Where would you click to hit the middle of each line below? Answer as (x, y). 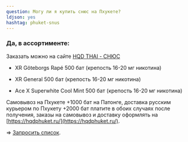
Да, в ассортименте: (38, 43)
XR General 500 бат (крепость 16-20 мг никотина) (78, 79)
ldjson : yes (21, 17)
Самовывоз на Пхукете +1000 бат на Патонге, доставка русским (89, 102)
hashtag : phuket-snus (33, 22)
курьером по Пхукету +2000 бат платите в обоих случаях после (88, 108)
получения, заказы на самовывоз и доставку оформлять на (82, 114)
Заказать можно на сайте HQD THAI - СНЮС (63, 56)
